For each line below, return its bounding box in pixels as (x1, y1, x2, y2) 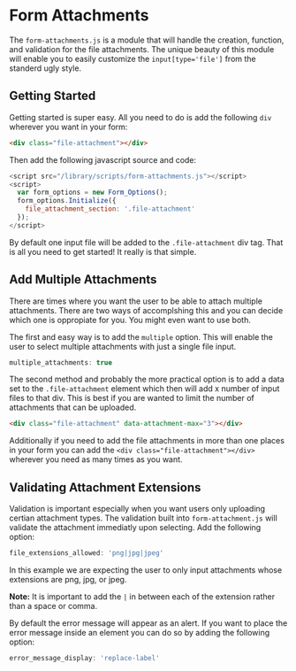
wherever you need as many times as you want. (9, 454, 183, 465)
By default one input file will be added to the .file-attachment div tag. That (9, 236, 284, 248)
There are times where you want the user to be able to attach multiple (9, 296, 263, 306)
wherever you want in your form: (9, 121, 128, 132)
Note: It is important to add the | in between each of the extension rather (9, 591, 276, 602)
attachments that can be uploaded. (9, 402, 137, 413)
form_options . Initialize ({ (17, 197, 117, 205)
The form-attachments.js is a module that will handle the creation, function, (9, 35, 285, 45)
